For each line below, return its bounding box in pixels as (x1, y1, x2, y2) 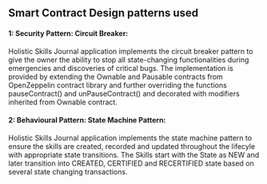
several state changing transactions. (8, 166, 128, 176)
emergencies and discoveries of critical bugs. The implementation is (8, 63, 233, 72)
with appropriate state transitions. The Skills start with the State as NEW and (8, 150, 260, 159)
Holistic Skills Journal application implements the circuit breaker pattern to (8, 46, 253, 56)
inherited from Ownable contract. (8, 97, 118, 107)
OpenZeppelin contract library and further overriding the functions (8, 80, 228, 90)
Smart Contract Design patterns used (8, 6, 199, 20)
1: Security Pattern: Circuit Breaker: (8, 28, 129, 38)
